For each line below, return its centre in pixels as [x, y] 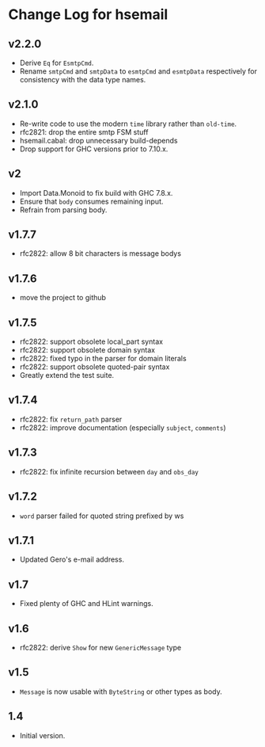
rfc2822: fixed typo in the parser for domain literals [103, 359]
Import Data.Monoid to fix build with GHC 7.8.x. [96, 192]
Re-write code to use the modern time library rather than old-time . [128, 124]
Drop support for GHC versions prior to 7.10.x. [94, 149]
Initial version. [42, 735]
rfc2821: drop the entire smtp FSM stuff [84, 131]
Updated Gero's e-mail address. [72, 559]
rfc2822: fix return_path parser [71, 419]
